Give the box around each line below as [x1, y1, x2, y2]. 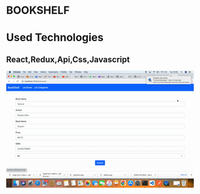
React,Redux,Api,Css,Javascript [6, 54, 130, 64]
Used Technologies [6, 31, 104, 45]
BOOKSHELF [6, 4, 70, 17]
